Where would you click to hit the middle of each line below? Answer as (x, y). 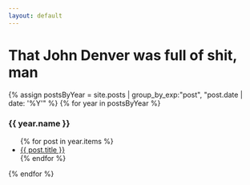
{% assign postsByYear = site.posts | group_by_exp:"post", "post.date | (125, 95)
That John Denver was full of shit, (123, 55)
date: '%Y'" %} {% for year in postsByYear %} (85, 103)
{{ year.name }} (39, 123)
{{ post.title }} (42, 150)
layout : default (35, 16)
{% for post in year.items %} (67, 141)
